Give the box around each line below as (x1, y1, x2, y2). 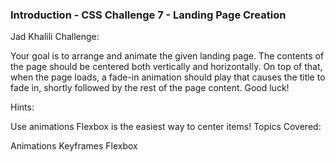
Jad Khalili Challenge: (10, 31, 100, 43)
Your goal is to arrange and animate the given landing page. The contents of (10, 50, 325, 62)
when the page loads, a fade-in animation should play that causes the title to (10, 71, 326, 83)
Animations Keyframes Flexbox (10, 140, 138, 152)
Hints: (10, 101, 35, 113)
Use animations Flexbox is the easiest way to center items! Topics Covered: (10, 121, 322, 133)
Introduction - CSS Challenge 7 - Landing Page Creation (10, 8, 287, 22)
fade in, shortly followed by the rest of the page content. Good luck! (10, 82, 290, 94)
